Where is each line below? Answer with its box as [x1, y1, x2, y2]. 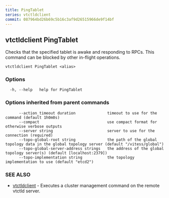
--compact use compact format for [18, 120, 157, 125]
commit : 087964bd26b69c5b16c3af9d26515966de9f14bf [5, 17, 114, 22]
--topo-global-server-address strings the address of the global [18, 146, 164, 151]
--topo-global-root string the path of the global [18, 137, 157, 142]
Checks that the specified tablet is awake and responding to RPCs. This [5, 49, 154, 55]
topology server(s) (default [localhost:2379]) [5, 150, 108, 155]
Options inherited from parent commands [5, 99, 110, 106]
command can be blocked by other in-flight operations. [5, 54, 120, 61]
